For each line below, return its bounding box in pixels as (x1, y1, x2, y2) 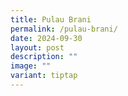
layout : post (10, 42, 65, 53)
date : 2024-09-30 (10, 33, 83, 43)
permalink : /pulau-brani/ (10, 24, 118, 34)
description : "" (10, 52, 78, 62)
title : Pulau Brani (10, 14, 92, 25)
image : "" (10, 61, 52, 71)
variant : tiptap (10, 71, 78, 81)
